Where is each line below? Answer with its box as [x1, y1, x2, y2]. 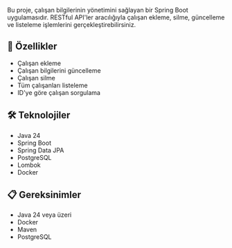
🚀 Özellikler [7, 41, 57, 53]
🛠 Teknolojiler [7, 109, 71, 121]
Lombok [17, 161, 42, 169]
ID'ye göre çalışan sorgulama [17, 88, 100, 96]
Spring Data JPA [17, 145, 64, 154]
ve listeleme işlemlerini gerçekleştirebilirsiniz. [7, 21, 136, 28]
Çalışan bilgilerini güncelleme [17, 66, 102, 75]
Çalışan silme [17, 73, 55, 82]
